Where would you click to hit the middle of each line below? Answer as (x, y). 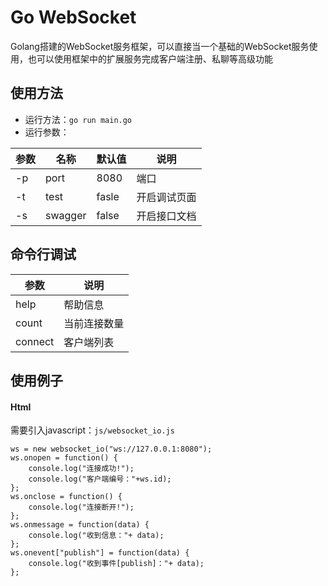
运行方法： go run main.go (78, 119)
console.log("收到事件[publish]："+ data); (116, 564)
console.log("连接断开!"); (81, 507)
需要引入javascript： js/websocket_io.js (92, 430)
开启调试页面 (166, 197)
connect (35, 341)
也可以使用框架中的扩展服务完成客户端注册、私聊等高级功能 (150, 58)
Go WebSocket (73, 17)
